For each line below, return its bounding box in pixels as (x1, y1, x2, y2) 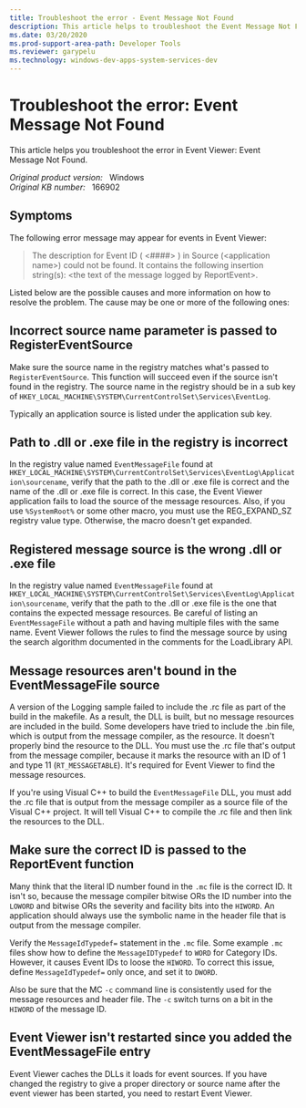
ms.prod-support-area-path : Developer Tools (9, 38, 181, 48)
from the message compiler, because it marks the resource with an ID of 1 (9, 750, 287, 761)
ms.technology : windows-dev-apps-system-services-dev (9, 56, 219, 65)
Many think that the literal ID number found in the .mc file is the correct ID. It (9, 881, 293, 892)
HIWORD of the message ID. (9, 1003, 107, 1014)
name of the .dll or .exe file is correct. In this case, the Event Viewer (9, 486, 263, 497)
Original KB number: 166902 (9, 181, 120, 192)
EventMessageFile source (9, 677, 160, 693)
